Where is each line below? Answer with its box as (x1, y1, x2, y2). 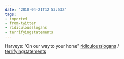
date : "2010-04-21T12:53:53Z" (5, 7, 67, 12)
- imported (5, 16, 27, 21)
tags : (5, 12, 16, 17)
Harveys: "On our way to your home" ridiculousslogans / (5, 43, 119, 49)
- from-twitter (5, 20, 36, 26)
